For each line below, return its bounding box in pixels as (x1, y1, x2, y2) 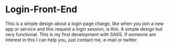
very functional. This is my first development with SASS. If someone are (5, 31, 156, 37)
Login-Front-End (5, 4, 78, 15)
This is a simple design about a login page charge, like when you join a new (5, 20, 164, 27)
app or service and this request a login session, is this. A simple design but (5, 26, 163, 32)
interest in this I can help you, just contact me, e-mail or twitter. (5, 37, 138, 43)
